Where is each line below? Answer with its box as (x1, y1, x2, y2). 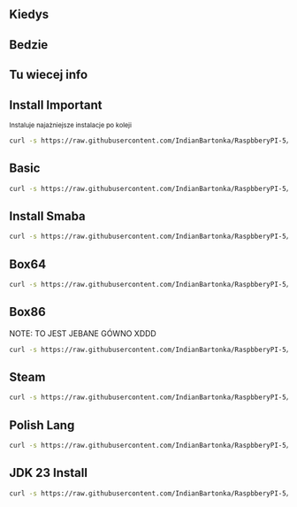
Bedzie (9, 37, 49, 52)
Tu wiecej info (9, 67, 88, 82)
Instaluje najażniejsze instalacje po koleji (9, 120, 133, 129)
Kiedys (9, 7, 49, 22)
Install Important (9, 97, 103, 112)
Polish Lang (9, 418, 75, 433)
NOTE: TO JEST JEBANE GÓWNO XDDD (9, 327, 156, 339)
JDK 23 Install (9, 465, 88, 480)
